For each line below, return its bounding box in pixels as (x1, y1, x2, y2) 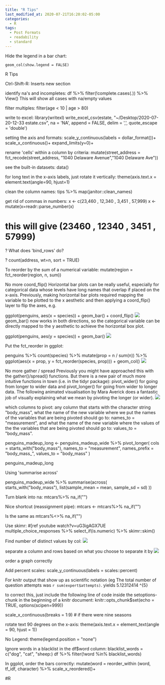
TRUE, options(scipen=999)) (5, 602, 64, 608)
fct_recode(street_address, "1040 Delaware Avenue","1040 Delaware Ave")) (5, 154, 159, 160)
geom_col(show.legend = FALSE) (5, 62, 69, 67)
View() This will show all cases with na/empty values (5, 95, 112, 101)
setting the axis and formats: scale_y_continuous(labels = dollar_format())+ (5, 134, 157, 141)
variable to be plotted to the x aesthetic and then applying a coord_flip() (5, 297, 151, 303)
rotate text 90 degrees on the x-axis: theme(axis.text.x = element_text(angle (5, 621, 160, 627)
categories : (5, 16, 30, 21)
